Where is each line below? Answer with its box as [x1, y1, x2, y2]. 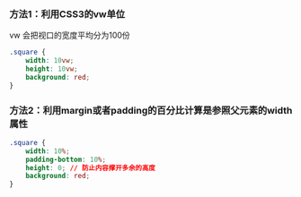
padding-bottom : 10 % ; [25, 155, 106, 164]
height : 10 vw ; [25, 64, 78, 73]
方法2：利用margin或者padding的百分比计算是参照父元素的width [9, 104, 293, 116]
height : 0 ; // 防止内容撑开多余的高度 [25, 163, 155, 172]
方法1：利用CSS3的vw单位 [9, 7, 126, 20]
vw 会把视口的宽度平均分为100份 [9, 30, 130, 41]
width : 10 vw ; [25, 56, 75, 65]
